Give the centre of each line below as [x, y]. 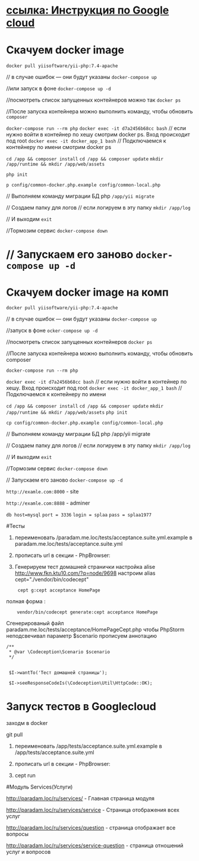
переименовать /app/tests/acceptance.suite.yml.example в [88, 746]
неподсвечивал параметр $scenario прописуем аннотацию [82, 636]
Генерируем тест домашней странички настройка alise [85, 567]
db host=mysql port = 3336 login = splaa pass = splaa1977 [79, 515]
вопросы [17, 834]
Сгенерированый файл [35, 623]
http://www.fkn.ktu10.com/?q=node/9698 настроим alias [85, 573]
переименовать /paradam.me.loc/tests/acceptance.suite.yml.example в [104, 537]
